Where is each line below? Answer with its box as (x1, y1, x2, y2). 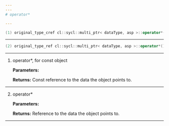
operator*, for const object (12, 57, 68, 63)
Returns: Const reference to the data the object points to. (12, 77, 132, 83)
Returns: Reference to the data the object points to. (12, 110, 120, 116)
